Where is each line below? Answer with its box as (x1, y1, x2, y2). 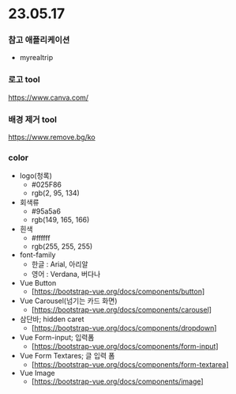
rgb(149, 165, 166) (31, 215, 90, 225)
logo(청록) (19, 171, 53, 180)
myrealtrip (19, 53, 54, 63)
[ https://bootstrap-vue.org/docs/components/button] (31, 286, 205, 297)
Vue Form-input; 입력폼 (19, 333, 95, 343)
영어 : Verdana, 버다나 (31, 270, 101, 279)
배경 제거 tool (8, 114, 58, 125)
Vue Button (19, 278, 57, 288)
